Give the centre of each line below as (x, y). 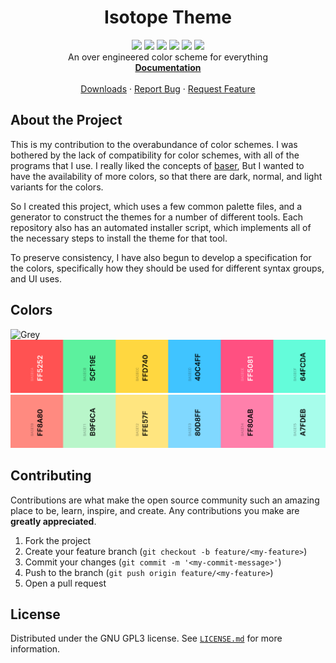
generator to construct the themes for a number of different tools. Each (157, 217)
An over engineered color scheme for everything (168, 57)
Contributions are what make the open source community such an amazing (165, 500)
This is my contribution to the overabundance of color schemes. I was (154, 144)
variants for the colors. (57, 187)
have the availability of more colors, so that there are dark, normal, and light (166, 176)
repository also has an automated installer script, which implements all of (161, 227)
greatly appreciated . (53, 521)
